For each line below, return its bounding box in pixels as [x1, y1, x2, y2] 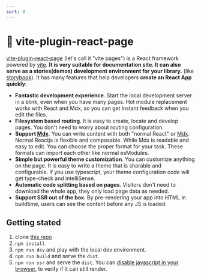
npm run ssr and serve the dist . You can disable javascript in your [14, 259, 179, 266]
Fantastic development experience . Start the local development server [14, 91, 193, 99]
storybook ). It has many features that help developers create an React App [6, 73, 192, 81]
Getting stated [6, 217, 61, 228]
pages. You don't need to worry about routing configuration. [14, 124, 164, 131]
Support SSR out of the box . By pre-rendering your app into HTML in [14, 193, 186, 201]
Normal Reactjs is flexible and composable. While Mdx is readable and [14, 136, 189, 144]
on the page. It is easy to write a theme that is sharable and [14, 162, 162, 169]
